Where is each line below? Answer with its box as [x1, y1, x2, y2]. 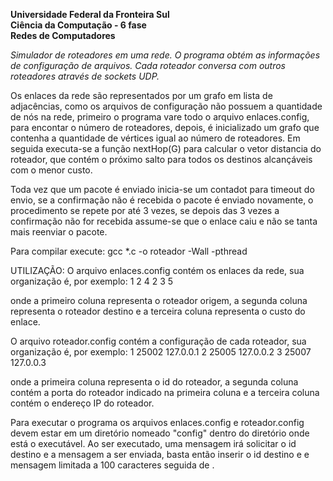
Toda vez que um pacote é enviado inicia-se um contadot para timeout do [10, 184, 315, 195]
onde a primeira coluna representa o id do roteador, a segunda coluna [10, 376, 299, 388]
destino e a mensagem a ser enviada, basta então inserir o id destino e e [10, 449, 310, 460]
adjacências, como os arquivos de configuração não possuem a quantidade [10, 100, 323, 112]
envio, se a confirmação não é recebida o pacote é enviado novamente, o [10, 194, 314, 206]
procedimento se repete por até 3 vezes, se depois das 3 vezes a [10, 205, 280, 216]
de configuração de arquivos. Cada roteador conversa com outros [10, 60, 286, 71]
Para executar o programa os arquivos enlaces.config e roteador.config [10, 417, 305, 428]
